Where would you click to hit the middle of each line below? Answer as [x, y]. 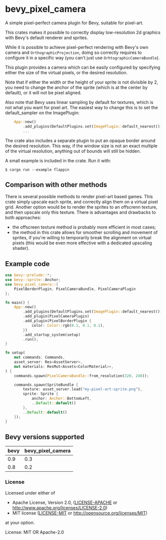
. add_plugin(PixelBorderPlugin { [57, 321]
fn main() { [17, 303]
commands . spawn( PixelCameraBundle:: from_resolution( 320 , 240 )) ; [82, 376]
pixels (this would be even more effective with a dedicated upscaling [82, 243]
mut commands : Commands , [40, 358]
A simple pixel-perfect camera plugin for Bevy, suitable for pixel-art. [74, 23]
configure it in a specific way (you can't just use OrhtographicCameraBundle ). [83, 57]
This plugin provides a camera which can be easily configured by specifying [83, 67]
